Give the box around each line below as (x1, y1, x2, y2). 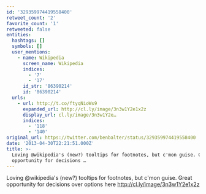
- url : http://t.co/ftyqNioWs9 (17, 100, 97, 106)
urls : (12, 95, 26, 101)
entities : (6, 32, 32, 38)
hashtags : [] (12, 37, 45, 44)
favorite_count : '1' (6, 20, 59, 26)
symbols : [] (12, 44, 43, 50)
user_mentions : (12, 49, 51, 55)
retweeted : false (6, 26, 51, 33)
